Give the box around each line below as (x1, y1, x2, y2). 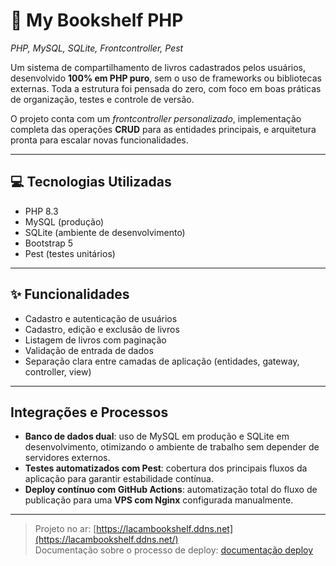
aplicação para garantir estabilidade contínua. (24, 473, 214, 485)
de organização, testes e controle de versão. (10, 93, 195, 105)
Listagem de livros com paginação (24, 334, 167, 346)
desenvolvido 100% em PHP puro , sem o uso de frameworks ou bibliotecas (10, 72, 322, 84)
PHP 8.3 (24, 205, 59, 217)
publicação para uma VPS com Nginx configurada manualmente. (24, 494, 294, 506)
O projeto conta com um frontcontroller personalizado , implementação (10, 112, 302, 124)
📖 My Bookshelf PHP (10, 9, 184, 32)
